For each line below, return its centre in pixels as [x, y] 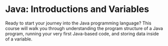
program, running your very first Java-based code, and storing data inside [82, 33]
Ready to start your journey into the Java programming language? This [78, 23]
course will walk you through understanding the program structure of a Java [84, 28]
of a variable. [19, 39]
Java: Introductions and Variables [77, 9]
